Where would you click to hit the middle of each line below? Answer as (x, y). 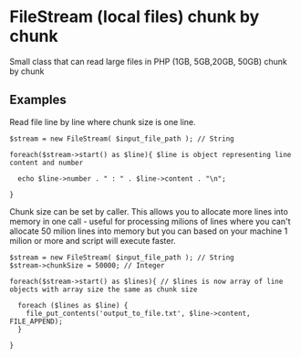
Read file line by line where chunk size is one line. (103, 121)
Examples (38, 100)
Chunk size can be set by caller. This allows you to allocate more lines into (149, 211)
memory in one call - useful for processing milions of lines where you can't (150, 221)
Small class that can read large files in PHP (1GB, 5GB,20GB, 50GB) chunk (148, 61)
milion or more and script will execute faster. (93, 240)
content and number (47, 163)
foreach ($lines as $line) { (73, 305)
